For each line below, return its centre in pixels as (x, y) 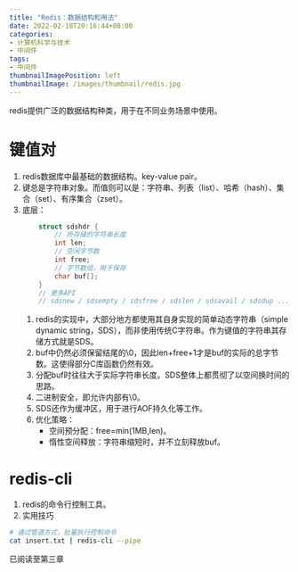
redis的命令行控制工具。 (66, 504)
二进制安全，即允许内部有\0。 (90, 397)
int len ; (71, 243)
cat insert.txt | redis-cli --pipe (75, 541)
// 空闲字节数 (77, 252)
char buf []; (77, 276)
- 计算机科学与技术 (40, 42)
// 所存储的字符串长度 (90, 235)
